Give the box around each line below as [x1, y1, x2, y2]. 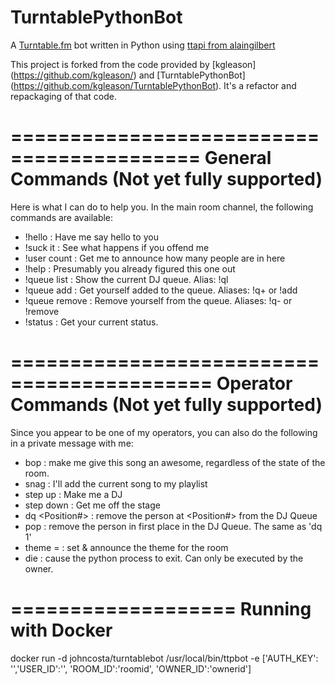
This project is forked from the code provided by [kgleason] [10, 58, 257, 70]
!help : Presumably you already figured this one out [24, 262, 236, 275]
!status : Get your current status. [24, 316, 159, 328]
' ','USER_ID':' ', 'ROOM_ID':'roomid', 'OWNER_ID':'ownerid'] [10, 662, 252, 675]
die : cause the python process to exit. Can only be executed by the [24, 552, 304, 564]
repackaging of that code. [10, 90, 117, 102]
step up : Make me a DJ [24, 488, 123, 500]
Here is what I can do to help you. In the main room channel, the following [10, 201, 314, 213]
